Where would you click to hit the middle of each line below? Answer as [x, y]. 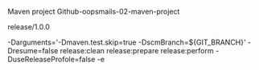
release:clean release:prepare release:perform [137, 51]
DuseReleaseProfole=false [51, 59]
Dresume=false [33, 51]
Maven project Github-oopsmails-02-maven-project [94, 12]
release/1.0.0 [29, 27]
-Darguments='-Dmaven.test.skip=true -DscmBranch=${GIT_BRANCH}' [127, 42]
